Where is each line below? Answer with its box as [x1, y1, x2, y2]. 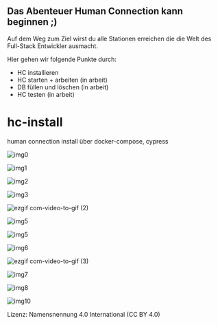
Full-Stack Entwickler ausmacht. [7, 41, 98, 50]
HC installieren [16, 68, 59, 76]
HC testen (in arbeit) [16, 90, 75, 98]
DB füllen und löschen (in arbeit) [16, 82, 109, 91]
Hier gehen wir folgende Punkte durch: [7, 55, 117, 63]
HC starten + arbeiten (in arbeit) [16, 76, 108, 84]
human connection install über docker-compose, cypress [7, 137, 169, 145]
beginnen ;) [7, 16, 58, 28]
